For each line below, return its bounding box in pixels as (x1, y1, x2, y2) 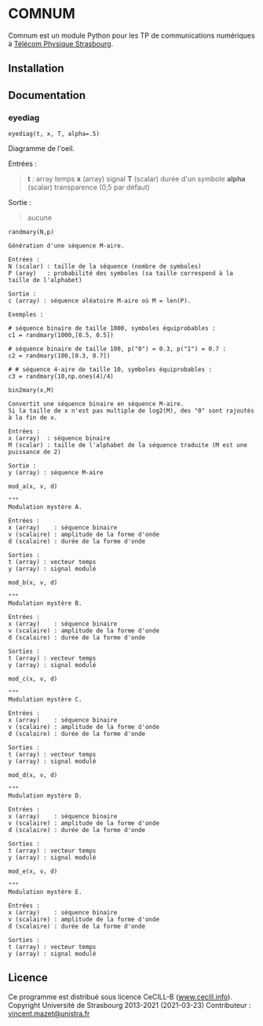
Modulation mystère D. (8, 792, 82, 800)
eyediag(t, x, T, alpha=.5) (8, 130, 100, 138)
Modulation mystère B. (8, 599, 82, 607)
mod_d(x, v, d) (8, 771, 58, 779)
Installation (8, 62, 64, 75)
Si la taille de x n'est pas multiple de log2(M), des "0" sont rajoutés (8, 407, 255, 415)
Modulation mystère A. (8, 504, 82, 511)
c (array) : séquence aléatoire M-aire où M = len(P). (8, 297, 192, 305)
